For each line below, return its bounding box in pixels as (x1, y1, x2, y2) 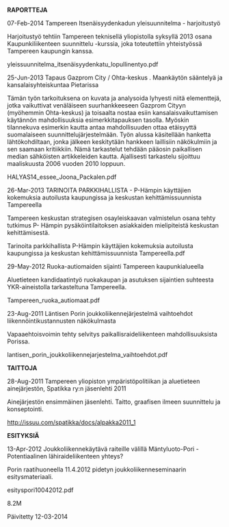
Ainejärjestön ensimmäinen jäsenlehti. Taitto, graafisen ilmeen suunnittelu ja (7, 397, 221, 406)
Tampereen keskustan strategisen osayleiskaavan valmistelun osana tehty (7, 214, 216, 222)
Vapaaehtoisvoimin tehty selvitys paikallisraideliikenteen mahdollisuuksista (7, 330, 217, 338)
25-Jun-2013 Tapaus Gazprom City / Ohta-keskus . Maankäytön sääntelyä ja (7, 73, 223, 82)
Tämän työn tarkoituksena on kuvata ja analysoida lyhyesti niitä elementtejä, (7, 94, 221, 102)
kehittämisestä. (7, 229, 50, 236)
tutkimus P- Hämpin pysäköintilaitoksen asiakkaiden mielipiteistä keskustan (7, 221, 219, 229)
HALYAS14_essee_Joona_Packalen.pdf (7, 173, 117, 181)
